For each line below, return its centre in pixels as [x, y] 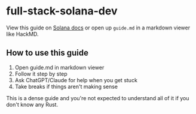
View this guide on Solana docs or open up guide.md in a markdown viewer [98, 28]
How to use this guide [47, 53]
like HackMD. [22, 34]
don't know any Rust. [32, 104]
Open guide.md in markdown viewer [59, 67]
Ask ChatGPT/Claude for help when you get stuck [76, 80]
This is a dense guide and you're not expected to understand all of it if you [98, 98]
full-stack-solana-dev [62, 11]
